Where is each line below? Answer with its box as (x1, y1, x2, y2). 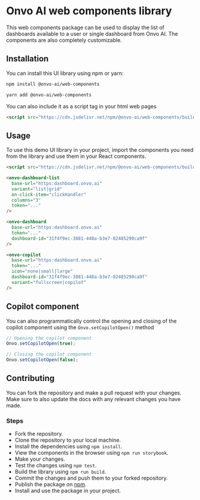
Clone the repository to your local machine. (14, 436, 121, 444)
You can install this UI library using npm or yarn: (6, 70, 124, 77)
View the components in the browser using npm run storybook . (14, 449, 168, 457)
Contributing (6, 373, 55, 383)
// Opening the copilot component (6, 335, 92, 341)
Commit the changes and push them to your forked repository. (14, 474, 168, 482)
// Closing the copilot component (6, 351, 92, 358)
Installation (6, 54, 49, 64)
